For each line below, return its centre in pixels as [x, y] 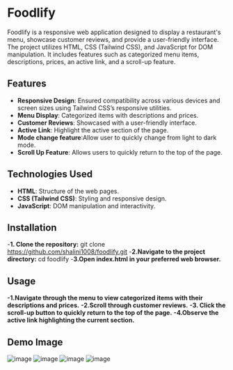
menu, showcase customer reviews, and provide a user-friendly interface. [113, 39]
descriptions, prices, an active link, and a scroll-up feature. [91, 61]
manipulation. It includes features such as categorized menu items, [103, 54]
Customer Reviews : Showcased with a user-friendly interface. [107, 123]
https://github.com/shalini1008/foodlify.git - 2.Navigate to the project [106, 252]
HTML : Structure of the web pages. [68, 191]
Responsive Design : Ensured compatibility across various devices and [119, 100]
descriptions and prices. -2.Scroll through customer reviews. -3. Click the [116, 305]
